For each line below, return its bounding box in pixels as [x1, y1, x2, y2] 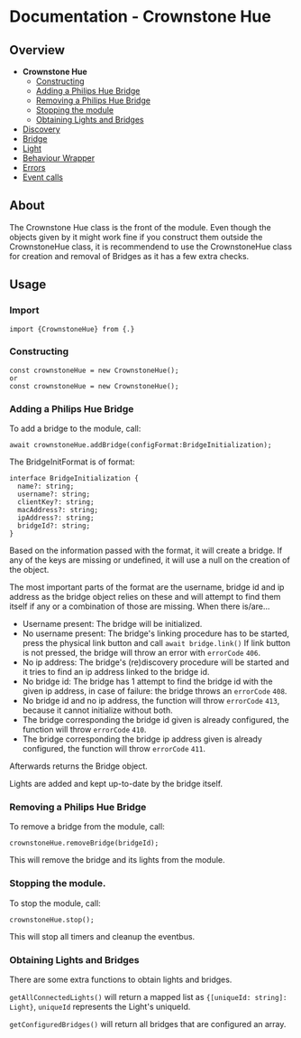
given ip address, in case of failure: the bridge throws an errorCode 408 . [22, 686, 287, 697]
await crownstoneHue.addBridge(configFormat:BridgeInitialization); [9, 441, 272, 450]
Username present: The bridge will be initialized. [22, 619, 203, 630]
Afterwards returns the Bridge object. [9, 761, 149, 771]
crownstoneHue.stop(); [9, 915, 95, 924]
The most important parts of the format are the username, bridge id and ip [9, 582, 285, 593]
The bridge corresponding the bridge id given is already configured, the [22, 715, 290, 725]
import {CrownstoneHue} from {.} [9, 324, 135, 333]
